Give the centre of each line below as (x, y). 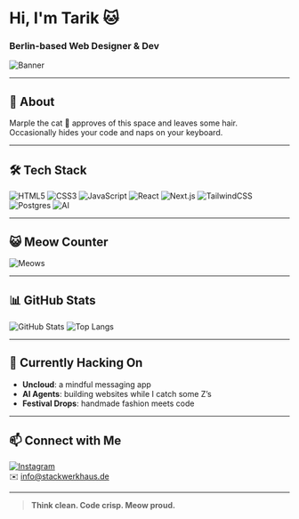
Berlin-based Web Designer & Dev (85, 46)
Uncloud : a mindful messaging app (86, 384)
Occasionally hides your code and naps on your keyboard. (116, 133)
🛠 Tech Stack (48, 170)
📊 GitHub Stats (53, 300)
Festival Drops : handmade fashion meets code (108, 403)
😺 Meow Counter (59, 242)
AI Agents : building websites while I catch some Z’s (117, 393)
